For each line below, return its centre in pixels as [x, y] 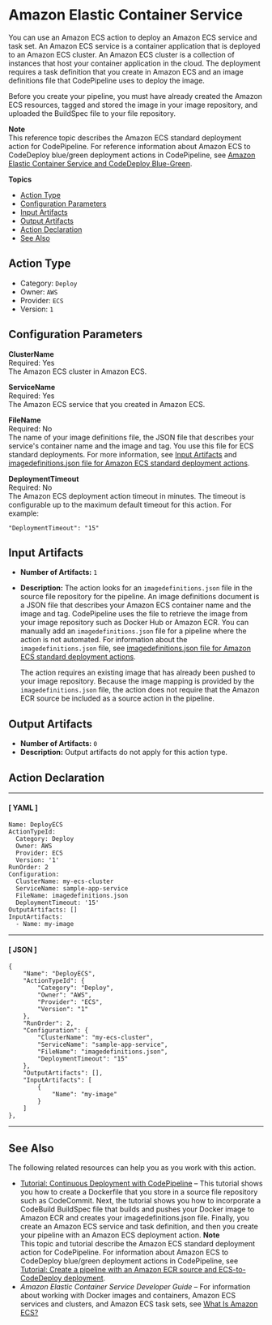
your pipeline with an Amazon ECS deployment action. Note [120, 1235]
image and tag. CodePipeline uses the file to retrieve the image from [134, 614]
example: [23, 513]
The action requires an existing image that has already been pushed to [138, 673]
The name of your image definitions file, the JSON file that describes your [132, 437]
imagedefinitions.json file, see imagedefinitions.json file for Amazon [135, 648]
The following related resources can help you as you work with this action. [132, 1168]
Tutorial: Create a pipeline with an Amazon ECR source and [118, 1270]
